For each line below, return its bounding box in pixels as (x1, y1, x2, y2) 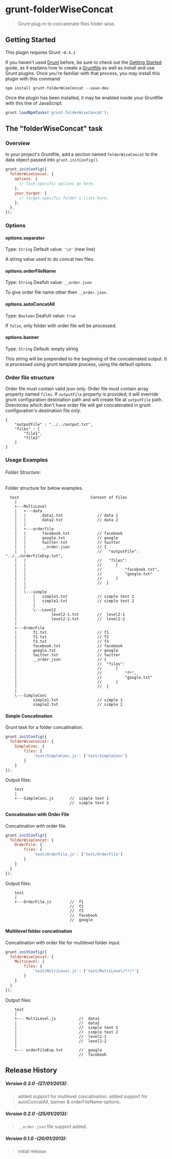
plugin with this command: (5, 76, 62, 82)
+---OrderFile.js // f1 (14, 899, 84, 904)
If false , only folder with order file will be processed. (5, 323, 117, 329)
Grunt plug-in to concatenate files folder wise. (17, 21, 116, 27)
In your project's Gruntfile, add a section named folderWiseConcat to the (5, 151, 158, 157)
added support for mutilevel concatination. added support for (17, 1093, 148, 1099)
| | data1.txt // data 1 (14, 513, 118, 518)
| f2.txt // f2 (14, 634, 109, 640)
